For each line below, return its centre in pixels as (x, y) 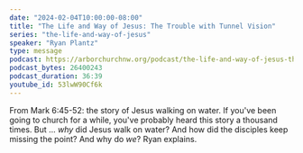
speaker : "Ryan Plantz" (54, 43)
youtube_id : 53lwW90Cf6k (56, 85)
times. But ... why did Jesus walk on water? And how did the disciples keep (149, 129)
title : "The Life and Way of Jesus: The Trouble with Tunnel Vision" (143, 26)
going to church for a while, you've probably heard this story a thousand (143, 120)
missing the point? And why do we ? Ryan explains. (103, 139)
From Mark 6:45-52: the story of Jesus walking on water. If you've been (143, 110)
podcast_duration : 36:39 (56, 76)
